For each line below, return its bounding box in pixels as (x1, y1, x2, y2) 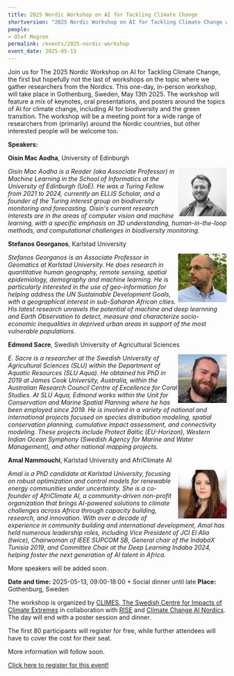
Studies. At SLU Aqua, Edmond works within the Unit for (8, 391, 169, 399)
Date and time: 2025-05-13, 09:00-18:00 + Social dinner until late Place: (8, 577, 217, 586)
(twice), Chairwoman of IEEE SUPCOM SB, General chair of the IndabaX (8, 536, 215, 544)
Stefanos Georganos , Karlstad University (8, 240, 127, 248)
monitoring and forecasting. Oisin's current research (8, 204, 159, 212)
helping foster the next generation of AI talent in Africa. (8, 551, 166, 559)
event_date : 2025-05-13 (8, 48, 77, 55)
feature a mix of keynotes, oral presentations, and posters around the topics (8, 97, 225, 106)
